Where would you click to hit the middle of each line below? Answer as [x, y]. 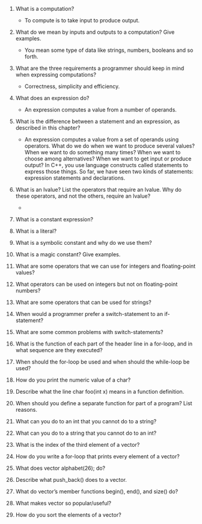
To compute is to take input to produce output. [82, 20]
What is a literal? [36, 231]
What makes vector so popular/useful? [63, 503]
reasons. [26, 410]
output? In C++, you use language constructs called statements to [106, 165]
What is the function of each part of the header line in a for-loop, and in [104, 344]
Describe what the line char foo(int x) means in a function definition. [100, 392]
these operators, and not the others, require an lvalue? [83, 196]
